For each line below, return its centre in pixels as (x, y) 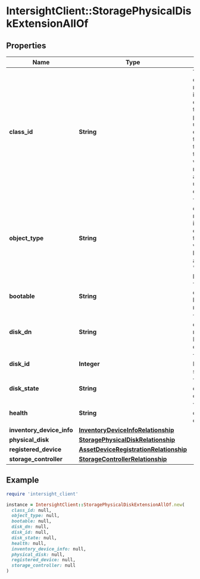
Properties (26, 46)
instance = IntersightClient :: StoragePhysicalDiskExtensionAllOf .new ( (96, 505)
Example (23, 480)
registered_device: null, (44, 560)
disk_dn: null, (30, 527)
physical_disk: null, (38, 555)
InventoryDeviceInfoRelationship (126, 430)
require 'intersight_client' (42, 494)
